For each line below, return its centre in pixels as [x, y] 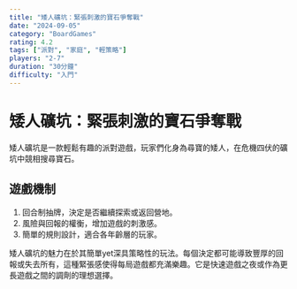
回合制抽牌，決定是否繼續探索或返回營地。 [99, 212]
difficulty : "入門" [44, 75]
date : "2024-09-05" [45, 26]
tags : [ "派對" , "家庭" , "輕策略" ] [68, 50]
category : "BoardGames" [53, 34]
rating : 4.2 [31, 42]
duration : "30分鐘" [44, 67]
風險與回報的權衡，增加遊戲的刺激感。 [91, 223]
